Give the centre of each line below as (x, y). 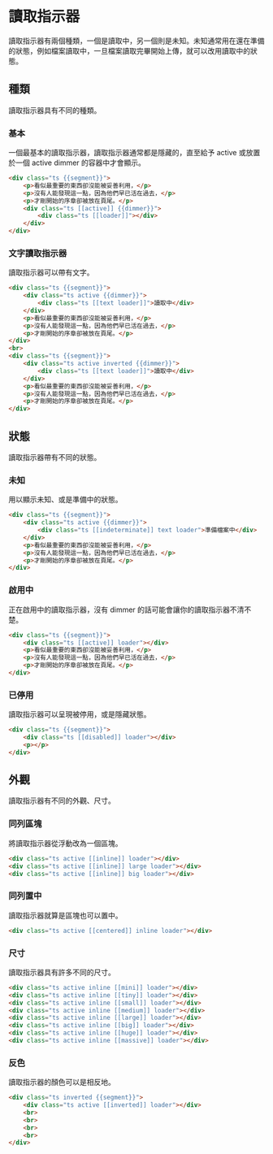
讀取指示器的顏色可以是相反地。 (62, 1082)
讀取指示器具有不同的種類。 (55, 110)
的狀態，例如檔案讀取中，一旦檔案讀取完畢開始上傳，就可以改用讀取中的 (129, 50)
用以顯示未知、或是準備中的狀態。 (65, 500)
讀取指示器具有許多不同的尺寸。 (62, 972)
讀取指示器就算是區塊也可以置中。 (65, 915)
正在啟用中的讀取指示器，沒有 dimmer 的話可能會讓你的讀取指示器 (119, 610)
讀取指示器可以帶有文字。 (51, 272)
